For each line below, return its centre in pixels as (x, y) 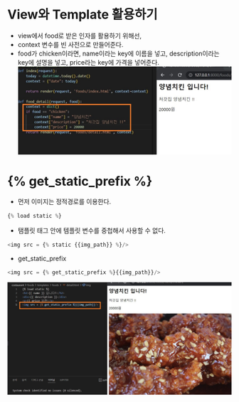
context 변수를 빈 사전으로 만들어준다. (70, 44)
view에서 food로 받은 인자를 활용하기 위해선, (80, 36)
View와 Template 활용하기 (83, 15)
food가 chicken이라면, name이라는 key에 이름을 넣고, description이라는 (118, 53)
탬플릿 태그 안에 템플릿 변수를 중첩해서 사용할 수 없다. (91, 231)
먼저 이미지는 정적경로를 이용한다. (64, 202)
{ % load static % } (34, 216)
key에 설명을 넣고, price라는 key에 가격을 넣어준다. (89, 62)
